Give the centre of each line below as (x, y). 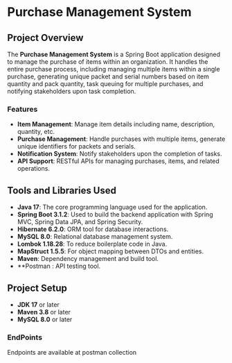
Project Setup (37, 288)
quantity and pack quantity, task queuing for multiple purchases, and (105, 84)
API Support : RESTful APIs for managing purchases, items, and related (118, 161)
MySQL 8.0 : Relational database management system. (95, 237)
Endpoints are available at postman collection (72, 353)
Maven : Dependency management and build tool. (88, 259)
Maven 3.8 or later (44, 312)
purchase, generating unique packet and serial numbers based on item (108, 76)
